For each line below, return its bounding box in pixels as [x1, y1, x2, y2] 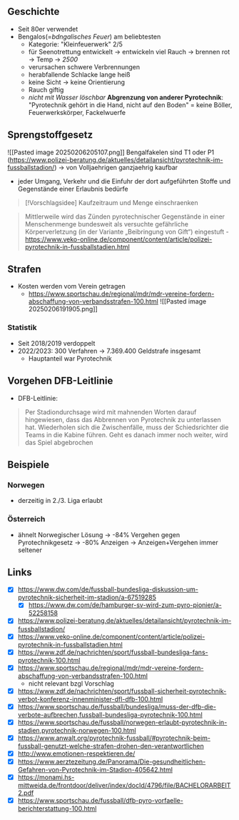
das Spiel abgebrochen [24, 438, 93, 446]
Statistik [7, 323, 37, 333]
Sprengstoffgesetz [7, 129, 93, 141]
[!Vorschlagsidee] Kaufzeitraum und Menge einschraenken [24, 198, 198, 206]
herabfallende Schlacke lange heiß [28, 70, 131, 79]
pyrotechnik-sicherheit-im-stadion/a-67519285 [17, 593, 157, 602]
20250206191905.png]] [28, 305, 98, 314]
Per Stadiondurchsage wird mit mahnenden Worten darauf [24, 407, 197, 416]
